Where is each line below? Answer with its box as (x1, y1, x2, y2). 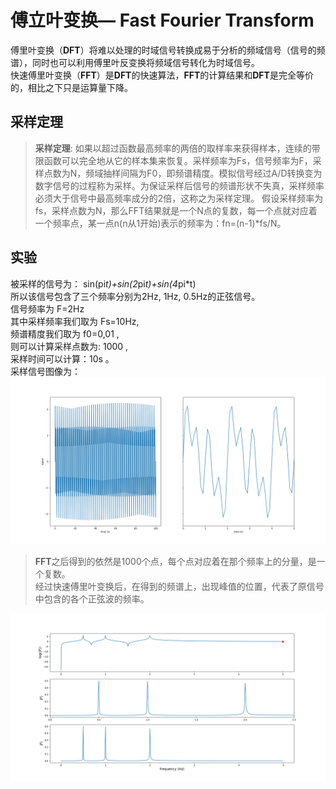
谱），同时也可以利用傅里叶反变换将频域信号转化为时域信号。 (10, 56, 260, 68)
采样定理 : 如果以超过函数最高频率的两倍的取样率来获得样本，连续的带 (34, 142, 321, 154)
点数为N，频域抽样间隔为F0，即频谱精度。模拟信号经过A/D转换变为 (43, 167, 323, 179)
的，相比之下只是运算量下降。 (10, 81, 133, 93)
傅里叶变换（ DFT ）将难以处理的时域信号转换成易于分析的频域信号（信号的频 (10, 44, 326, 56)
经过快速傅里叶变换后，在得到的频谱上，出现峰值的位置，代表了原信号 (34, 581, 325, 593)
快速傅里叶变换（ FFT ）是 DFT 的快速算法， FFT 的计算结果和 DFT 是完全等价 (10, 69, 314, 81)
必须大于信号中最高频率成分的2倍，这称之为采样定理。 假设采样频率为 (34, 192, 324, 204)
